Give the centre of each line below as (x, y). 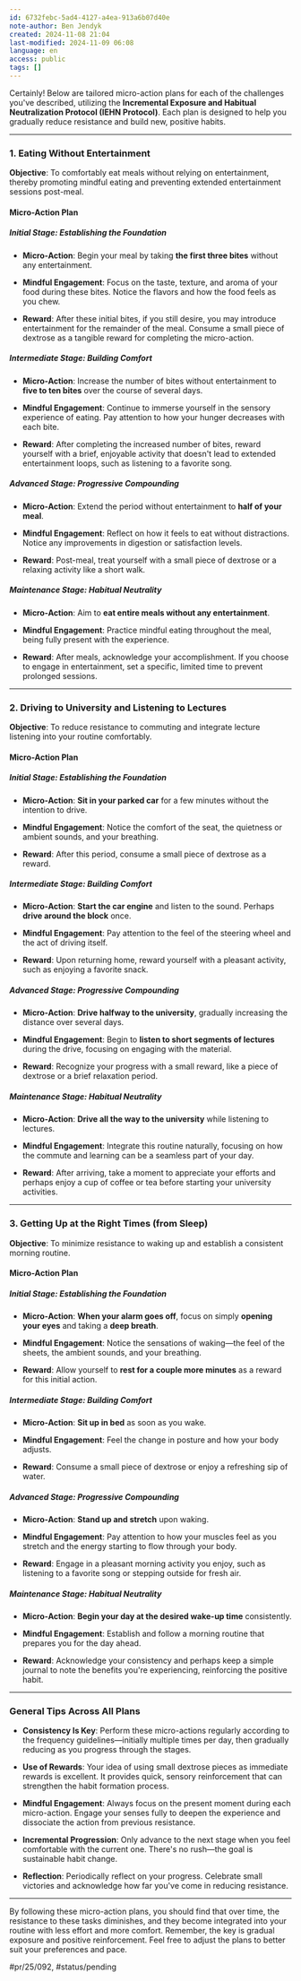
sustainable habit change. (70, 1859)
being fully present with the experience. (96, 639)
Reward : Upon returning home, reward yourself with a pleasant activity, (154, 960)
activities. (40, 1192)
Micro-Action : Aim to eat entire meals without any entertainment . (146, 612)
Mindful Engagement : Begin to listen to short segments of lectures (148, 1039)
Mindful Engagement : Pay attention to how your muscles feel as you (149, 1537)
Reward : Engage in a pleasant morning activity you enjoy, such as (144, 1563)
